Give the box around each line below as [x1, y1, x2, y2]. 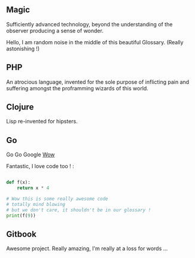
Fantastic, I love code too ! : [6, 163, 75, 170]
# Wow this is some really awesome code [6, 196, 109, 202]
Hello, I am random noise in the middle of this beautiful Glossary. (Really [6, 38, 184, 45]
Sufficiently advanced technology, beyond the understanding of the [6, 20, 173, 28]
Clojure [6, 102, 34, 113]
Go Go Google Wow [6, 151, 55, 158]
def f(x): [6, 180, 31, 186]
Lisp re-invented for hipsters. [6, 118, 78, 125]
